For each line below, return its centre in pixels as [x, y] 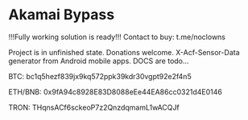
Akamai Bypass [62, 15]
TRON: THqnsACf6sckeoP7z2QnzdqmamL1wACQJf [94, 107]
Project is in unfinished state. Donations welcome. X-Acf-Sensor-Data [124, 52]
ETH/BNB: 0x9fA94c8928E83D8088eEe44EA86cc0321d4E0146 [116, 92]
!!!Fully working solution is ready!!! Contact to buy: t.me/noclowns [117, 37]
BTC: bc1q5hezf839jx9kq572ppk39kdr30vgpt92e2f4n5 [100, 76]
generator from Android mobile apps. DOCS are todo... [99, 61]
